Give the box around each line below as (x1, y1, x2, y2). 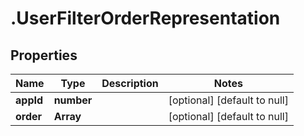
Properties (10, 47, 78, 64)
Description (101, 77, 159, 90)
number (53, 93, 93, 107)
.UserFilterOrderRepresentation (10, 7, 281, 30)
